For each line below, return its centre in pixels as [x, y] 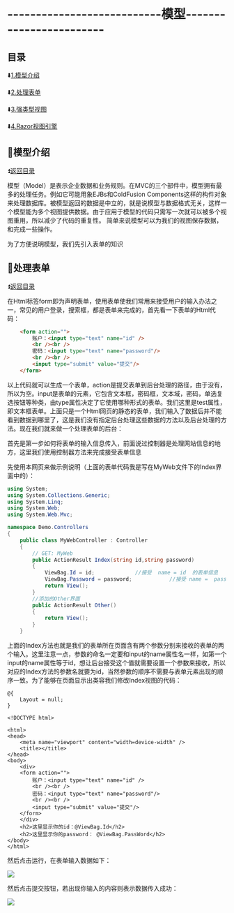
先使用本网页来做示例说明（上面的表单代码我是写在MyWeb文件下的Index [111, 467]
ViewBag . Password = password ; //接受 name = [126, 579]
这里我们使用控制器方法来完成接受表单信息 [80, 452]
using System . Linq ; [36, 502]
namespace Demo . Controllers [48, 528]
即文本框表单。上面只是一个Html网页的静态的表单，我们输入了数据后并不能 [115, 411]
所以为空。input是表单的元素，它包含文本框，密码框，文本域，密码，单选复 [115, 393]
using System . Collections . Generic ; [59, 495]
